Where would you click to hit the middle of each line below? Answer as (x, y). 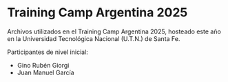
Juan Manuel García (45, 72)
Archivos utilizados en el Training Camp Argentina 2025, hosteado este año (114, 31)
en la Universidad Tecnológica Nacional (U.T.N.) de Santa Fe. (94, 38)
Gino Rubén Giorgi (43, 65)
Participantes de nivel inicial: (48, 52)
